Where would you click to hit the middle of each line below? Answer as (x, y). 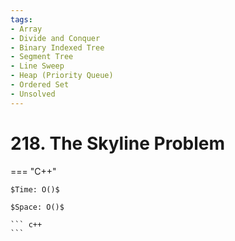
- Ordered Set (40, 85)
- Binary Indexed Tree (57, 47)
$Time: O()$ (35, 189)
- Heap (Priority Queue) (62, 76)
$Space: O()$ (37, 207)
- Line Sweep (37, 66)
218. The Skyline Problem (118, 143)
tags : (21, 19)
